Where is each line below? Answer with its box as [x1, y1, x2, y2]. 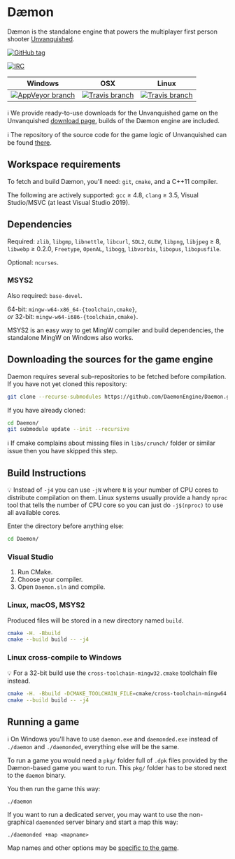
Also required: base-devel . [7, 291, 83, 299]
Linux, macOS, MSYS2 [7, 600, 85, 610]
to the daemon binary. [7, 771, 66, 780]
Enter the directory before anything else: [7, 522, 124, 530]
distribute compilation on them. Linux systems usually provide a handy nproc [7, 494, 228, 502]
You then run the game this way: [7, 785, 101, 793]
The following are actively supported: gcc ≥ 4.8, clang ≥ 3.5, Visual [7, 190, 199, 199]
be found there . [7, 138, 52, 147]
